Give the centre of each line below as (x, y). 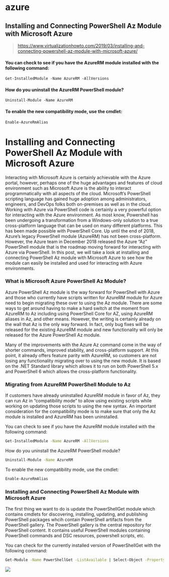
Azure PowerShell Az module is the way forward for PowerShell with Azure (82, 292)
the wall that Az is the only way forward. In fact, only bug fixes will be (77, 324)
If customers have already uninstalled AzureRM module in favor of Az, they (83, 395)
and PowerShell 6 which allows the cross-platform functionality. (71, 371)
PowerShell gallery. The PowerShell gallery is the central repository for (78, 525)
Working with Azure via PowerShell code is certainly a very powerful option (83, 209)
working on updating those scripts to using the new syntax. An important (81, 406)
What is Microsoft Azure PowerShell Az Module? (66, 281)
